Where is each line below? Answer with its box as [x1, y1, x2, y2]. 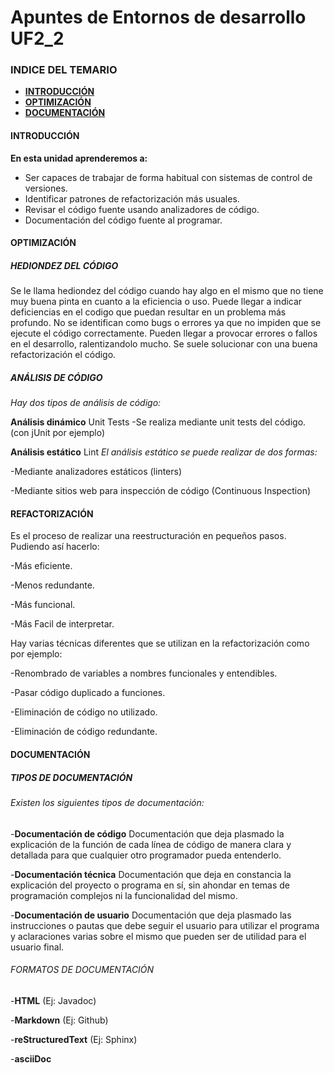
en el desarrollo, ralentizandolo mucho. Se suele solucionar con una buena [10, 338, 318, 350]
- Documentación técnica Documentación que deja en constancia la [10, 868, 292, 880]
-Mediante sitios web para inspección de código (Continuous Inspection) [10, 485, 312, 497]
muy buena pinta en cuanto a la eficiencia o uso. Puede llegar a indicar [10, 296, 303, 308]
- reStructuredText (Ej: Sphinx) [10, 1033, 138, 1045]
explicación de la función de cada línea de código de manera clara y [10, 838, 292, 850]
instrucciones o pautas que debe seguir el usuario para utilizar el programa [10, 919, 320, 931]
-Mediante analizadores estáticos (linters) [10, 466, 183, 478]
